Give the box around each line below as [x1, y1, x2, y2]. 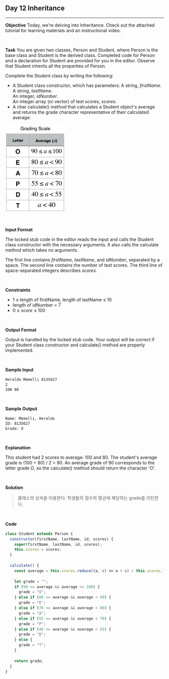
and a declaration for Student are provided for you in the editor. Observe [5, 57, 155, 63]
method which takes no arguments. [5, 247, 78, 253]
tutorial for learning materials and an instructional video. [5, 27, 121, 33]
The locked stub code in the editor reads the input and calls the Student [5, 236, 154, 242]
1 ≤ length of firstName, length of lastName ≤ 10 [12, 297, 112, 303]
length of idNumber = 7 [12, 302, 61, 308]
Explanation [5, 444, 31, 450]
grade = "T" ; [18, 643, 46, 648]
